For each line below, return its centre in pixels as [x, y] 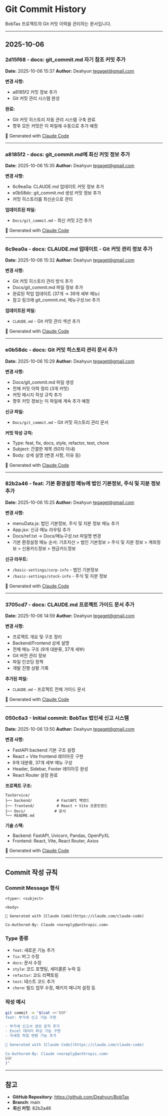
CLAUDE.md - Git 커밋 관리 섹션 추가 [46, 321]
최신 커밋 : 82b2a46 [32, 1108]
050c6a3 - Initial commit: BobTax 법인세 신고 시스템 [67, 718]
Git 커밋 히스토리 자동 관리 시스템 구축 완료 [54, 119]
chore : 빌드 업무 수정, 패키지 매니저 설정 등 [54, 988]
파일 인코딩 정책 [28, 662]
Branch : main [26, 1102]
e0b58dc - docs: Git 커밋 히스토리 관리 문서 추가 [61, 350]
